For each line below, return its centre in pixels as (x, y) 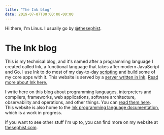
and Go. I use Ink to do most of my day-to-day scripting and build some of (80, 72)
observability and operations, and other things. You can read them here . (78, 102)
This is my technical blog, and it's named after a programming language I (79, 61)
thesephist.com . (21, 128)
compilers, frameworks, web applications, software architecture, (71, 97)
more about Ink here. (26, 82)
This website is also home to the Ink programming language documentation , (82, 108)
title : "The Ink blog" (28, 10)
